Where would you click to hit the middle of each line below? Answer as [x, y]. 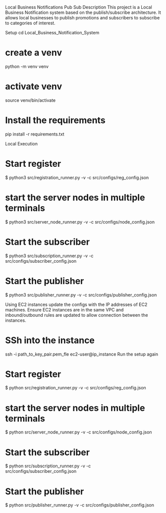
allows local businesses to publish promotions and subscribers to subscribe [83, 18]
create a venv [34, 53]
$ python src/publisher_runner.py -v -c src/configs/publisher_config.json [80, 505]
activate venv [34, 87]
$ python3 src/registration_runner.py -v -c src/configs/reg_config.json [77, 177]
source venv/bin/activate [30, 100]
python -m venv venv [27, 66]
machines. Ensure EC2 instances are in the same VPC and [64, 309]
